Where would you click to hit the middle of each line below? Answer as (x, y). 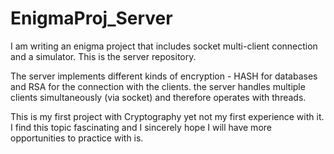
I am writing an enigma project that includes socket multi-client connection (164, 46)
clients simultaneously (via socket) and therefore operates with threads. (158, 97)
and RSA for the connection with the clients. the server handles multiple (158, 86)
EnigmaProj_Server (91, 18)
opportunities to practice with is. (77, 138)
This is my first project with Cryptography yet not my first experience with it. (167, 116)
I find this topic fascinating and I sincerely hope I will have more (141, 127)
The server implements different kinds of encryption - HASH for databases (164, 76)
